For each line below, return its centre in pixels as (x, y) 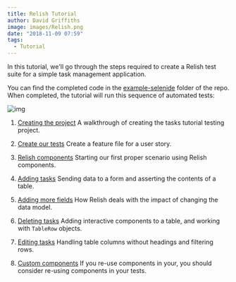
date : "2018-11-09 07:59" (45, 33)
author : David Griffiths (44, 20)
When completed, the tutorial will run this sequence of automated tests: (111, 95)
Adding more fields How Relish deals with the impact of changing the (118, 200)
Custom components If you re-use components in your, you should (115, 263)
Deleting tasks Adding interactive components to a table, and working (119, 221)
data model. (35, 207)
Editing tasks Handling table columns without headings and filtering (115, 242)
